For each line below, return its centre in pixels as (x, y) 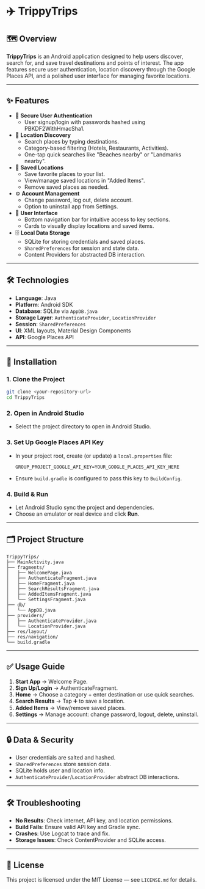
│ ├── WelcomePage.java (39, 573)
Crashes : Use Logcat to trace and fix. (63, 833)
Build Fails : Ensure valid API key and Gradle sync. (77, 827)
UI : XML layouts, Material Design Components (73, 331)
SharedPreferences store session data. (63, 764)
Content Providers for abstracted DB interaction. (85, 254)
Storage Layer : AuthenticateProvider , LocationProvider (86, 317)
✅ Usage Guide (36, 667)
